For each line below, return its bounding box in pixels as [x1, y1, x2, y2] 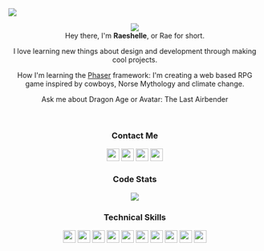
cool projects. [112, 55, 158, 64]
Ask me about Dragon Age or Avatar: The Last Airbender [41, 95, 229, 103]
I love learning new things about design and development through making [13, 47, 257, 55]
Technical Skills [103, 212, 167, 223]
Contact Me [111, 130, 159, 141]
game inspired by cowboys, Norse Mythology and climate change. [25, 79, 245, 88]
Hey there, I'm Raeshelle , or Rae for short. [65, 31, 205, 40]
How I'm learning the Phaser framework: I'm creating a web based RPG [17, 71, 253, 79]
